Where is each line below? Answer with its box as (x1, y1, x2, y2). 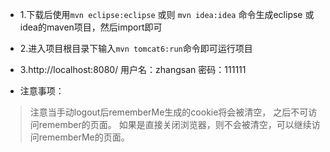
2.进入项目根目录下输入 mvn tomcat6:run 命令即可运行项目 (19, 43, 253, 54)
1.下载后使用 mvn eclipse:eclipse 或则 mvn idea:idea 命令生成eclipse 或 (19, 9, 315, 20)
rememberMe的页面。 (38, 131, 130, 143)
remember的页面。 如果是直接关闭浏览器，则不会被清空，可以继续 (38, 119, 312, 130)
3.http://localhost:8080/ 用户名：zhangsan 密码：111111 (19, 64, 247, 75)
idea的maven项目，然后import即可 (19, 21, 163, 33)
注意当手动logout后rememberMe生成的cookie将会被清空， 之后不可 (29, 106, 309, 118)
